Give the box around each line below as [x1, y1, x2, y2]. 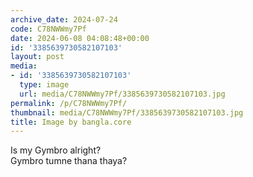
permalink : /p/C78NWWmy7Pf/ [10, 98, 128, 108]
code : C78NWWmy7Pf [10, 24, 87, 34]
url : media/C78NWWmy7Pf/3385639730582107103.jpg [19, 89, 226, 99]
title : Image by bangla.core [10, 117, 132, 127]
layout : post [10, 52, 65, 62]
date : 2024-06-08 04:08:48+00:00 [10, 33, 150, 43]
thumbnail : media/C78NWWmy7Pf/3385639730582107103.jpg [10, 107, 244, 118]
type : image [19, 80, 70, 90]
